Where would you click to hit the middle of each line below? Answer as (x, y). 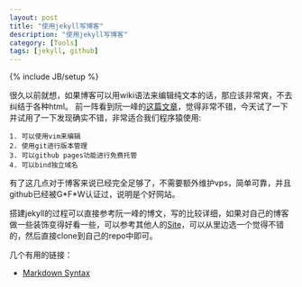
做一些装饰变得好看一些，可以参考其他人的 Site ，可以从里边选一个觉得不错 (146, 225)
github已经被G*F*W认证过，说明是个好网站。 (95, 194)
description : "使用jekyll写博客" (69, 34)
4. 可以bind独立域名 (44, 166)
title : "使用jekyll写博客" (56, 26)
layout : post (34, 18)
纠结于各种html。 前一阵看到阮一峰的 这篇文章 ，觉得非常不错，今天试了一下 (149, 107)
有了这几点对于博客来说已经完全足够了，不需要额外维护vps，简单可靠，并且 (150, 183)
